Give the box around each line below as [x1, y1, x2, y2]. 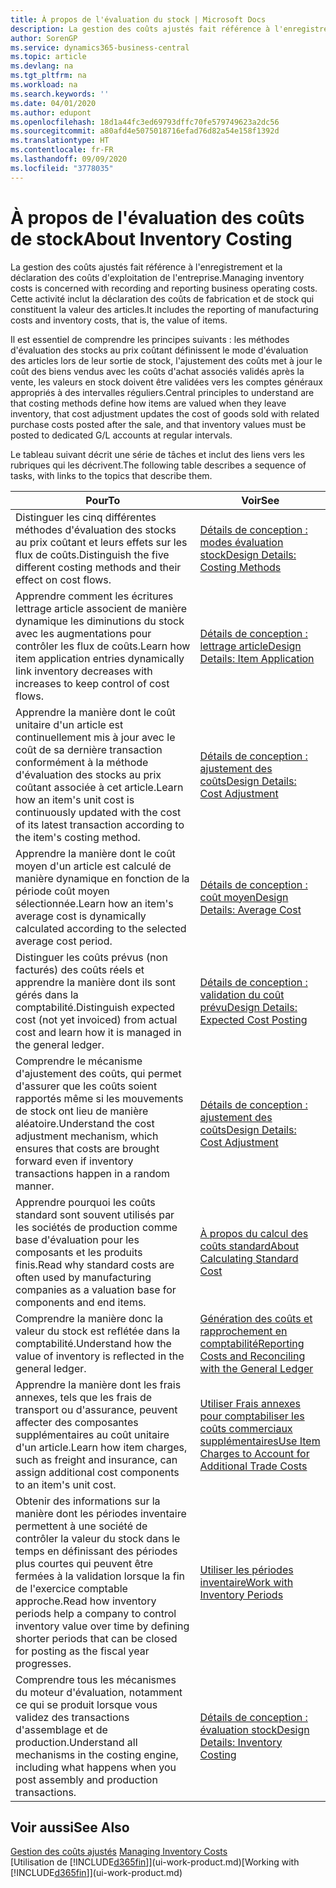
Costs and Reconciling [199, 1349, 306, 1363]
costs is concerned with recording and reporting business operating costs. [10, 282, 318, 294]
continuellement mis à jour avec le [15, 730, 176, 744]
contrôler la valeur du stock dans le [15, 1531, 181, 1545]
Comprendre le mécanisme [15, 1054, 143, 1068]
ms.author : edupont [10, 107, 92, 118]
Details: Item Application [199, 651, 315, 665]
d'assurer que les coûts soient [15, 1079, 158, 1093]
